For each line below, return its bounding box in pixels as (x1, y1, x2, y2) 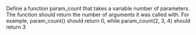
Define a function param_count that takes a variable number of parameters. (6, 5, 190, 12)
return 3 (6, 23, 26, 30)
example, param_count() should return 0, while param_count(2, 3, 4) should (6, 17, 191, 24)
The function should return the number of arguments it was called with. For (6, 11, 189, 18)
